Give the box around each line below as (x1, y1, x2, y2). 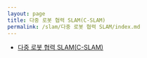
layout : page (7, 10, 46, 17)
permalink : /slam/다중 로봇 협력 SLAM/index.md (7, 23, 141, 30)
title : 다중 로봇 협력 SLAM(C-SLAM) (7, 17, 106, 24)
